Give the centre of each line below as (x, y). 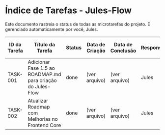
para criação (42, 80)
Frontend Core (44, 125)
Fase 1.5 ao (41, 68)
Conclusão (123, 51)
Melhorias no (43, 119)
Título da (44, 44)
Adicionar (39, 62)
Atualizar (38, 101)
